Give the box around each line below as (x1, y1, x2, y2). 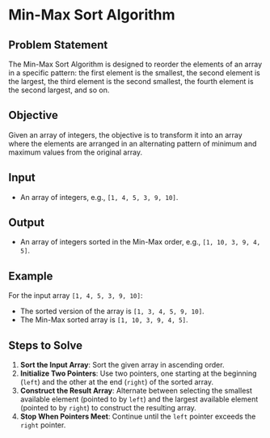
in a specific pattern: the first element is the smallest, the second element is (8, 68, 261, 78)
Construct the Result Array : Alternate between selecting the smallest (19, 386, 253, 396)
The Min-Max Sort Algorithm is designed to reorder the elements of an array (8, 59, 263, 69)
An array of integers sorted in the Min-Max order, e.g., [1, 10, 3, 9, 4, (19, 237, 261, 247)
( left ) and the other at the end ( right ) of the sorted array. (19, 377, 214, 387)
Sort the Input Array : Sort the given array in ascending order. (19, 360, 225, 370)
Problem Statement (8, 38, 108, 52)
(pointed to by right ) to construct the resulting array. (19, 403, 196, 413)
